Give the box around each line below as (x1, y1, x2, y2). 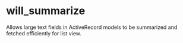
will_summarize (6, 4, 86, 18)
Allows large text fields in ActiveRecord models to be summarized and (6, 24, 178, 31)
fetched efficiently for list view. (6, 29, 82, 37)
